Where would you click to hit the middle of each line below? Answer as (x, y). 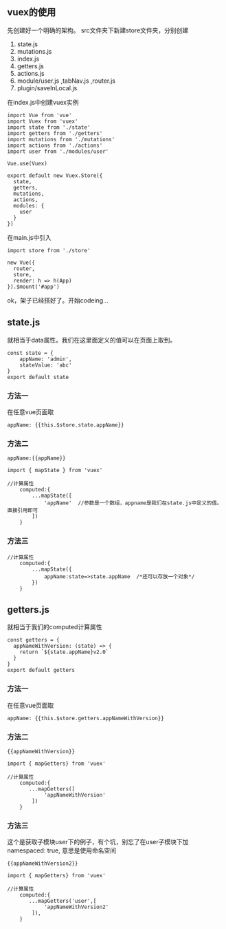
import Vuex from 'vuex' (43, 121)
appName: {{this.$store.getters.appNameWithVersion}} (86, 718)
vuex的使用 (32, 12)
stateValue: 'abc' (46, 365)
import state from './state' (49, 127)
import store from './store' (49, 250)
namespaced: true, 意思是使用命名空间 (62, 850)
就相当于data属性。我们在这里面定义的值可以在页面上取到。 (92, 340)
